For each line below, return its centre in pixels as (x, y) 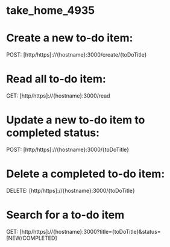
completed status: (53, 133)
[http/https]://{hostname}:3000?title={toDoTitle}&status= (90, 231)
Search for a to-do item (65, 215)
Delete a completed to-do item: (86, 174)
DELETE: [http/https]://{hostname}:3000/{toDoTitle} (71, 190)
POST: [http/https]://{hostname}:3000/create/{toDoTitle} (77, 55)
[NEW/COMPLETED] (32, 238)
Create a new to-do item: (70, 38)
